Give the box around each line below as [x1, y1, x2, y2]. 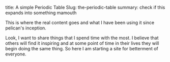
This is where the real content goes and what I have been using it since [5, 20, 154, 25]
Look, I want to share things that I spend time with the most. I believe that [5, 35, 159, 41]
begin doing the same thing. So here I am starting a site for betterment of [5, 46, 159, 51]
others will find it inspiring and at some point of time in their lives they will [5, 40, 159, 46]
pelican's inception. [5, 25, 47, 31]
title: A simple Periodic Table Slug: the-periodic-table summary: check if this [5, 5, 165, 10]
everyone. [5, 51, 26, 57]
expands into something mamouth [5, 10, 77, 16]
